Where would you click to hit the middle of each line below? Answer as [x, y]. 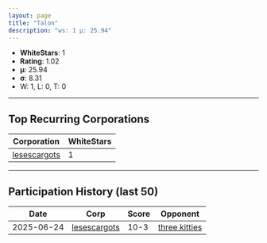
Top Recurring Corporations [79, 119]
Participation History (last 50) [83, 191]
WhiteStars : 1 [42, 53]
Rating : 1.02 [39, 61]
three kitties [180, 227]
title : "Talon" [33, 23]
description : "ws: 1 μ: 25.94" [60, 30]
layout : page [30, 15]
